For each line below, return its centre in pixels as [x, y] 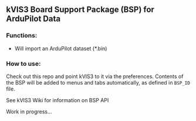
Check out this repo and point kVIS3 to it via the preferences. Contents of [95, 76]
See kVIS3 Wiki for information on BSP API [58, 100]
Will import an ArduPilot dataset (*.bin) [61, 48]
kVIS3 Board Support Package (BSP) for [80, 10]
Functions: [22, 36]
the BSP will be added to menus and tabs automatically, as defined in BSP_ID [98, 82]
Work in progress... [29, 112]
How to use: [23, 63]
